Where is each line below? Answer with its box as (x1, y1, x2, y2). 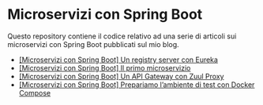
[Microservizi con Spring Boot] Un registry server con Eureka (18, 55, 219, 64)
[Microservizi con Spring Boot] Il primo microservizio (18, 63, 191, 72)
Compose (18, 88, 51, 97)
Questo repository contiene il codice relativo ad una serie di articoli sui (7, 31, 237, 41)
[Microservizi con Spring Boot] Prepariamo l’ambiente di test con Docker (18, 80, 255, 89)
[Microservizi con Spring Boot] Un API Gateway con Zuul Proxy (18, 71, 224, 81)
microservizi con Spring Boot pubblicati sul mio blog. (7, 39, 179, 49)
